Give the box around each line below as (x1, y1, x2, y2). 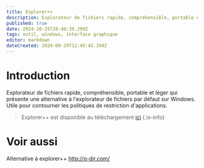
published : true (6, 20, 47, 26)
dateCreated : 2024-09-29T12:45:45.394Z (6, 43, 107, 49)
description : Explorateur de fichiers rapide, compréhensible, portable (6, 15, 194, 21)
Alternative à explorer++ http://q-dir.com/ (6, 155, 110, 162)
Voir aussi (6, 135, 58, 149)
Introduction (6, 69, 70, 82)
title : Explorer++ (6, 8, 53, 15)
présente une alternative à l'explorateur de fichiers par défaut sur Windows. (6, 95, 196, 102)
